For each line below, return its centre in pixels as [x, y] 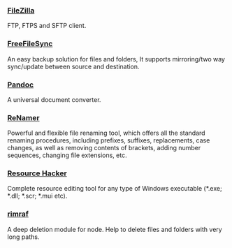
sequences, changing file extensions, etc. [67, 155]
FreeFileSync [30, 44]
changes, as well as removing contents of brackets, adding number [104, 148]
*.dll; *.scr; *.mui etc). [37, 196]
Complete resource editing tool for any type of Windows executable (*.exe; [115, 189]
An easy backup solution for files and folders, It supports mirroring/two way [116, 59]
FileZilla [21, 10]
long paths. [23, 237]
